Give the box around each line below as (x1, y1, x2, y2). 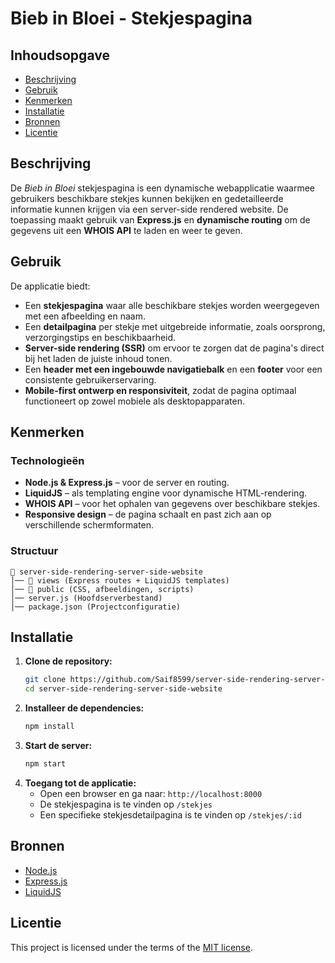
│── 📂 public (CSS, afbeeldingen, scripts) (10, 584, 195, 594)
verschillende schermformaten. (24, 519, 155, 531)
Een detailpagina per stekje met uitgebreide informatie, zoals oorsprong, (24, 320, 326, 332)
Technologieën (10, 453, 85, 467)
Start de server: (24, 740, 93, 752)
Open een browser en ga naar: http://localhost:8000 (39, 787, 263, 799)
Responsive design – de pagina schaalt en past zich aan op (24, 508, 272, 521)
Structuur (10, 544, 59, 558)
